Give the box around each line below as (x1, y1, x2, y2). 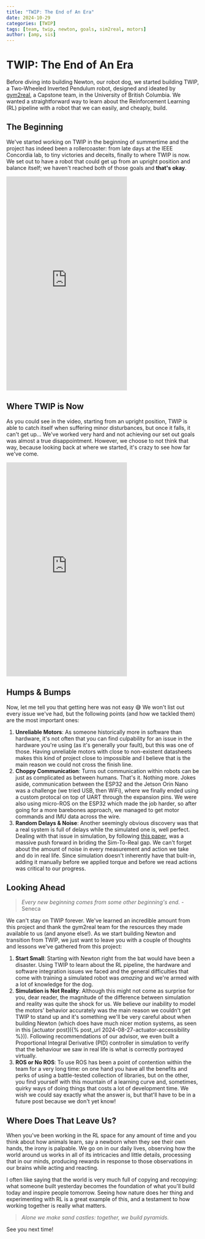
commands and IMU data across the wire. (15, 813, 121, 820)
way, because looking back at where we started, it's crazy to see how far (6, 443, 191, 451)
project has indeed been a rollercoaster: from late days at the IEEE (6, 144, 173, 152)
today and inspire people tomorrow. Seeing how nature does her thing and (6, 1189, 194, 1196)
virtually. (15, 1052, 37, 1060)
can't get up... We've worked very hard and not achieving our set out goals (6, 431, 195, 438)
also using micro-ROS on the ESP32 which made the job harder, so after (15, 799, 197, 807)
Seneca (21, 905, 41, 912)
